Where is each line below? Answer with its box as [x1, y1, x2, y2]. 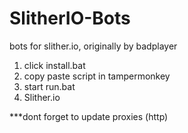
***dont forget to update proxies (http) [9, 110, 169, 122]
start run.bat [23, 80, 76, 92]
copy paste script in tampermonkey [23, 70, 171, 82]
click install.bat [23, 59, 86, 71]
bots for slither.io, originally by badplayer [9, 40, 178, 52]
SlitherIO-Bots [9, 7, 131, 30]
